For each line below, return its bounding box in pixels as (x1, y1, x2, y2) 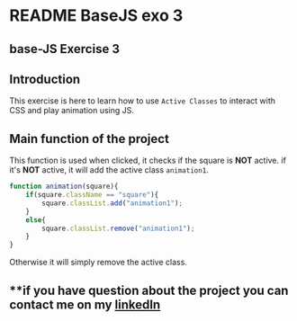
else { (25, 215, 47, 225)
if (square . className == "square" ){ (25, 191, 159, 200)
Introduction (9, 71, 81, 86)
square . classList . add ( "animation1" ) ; (41, 199, 183, 208)
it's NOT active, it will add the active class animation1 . (9, 165, 209, 175)
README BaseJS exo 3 (9, 5, 184, 26)
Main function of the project (9, 131, 169, 147)
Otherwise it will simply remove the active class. (9, 257, 187, 268)
